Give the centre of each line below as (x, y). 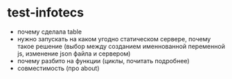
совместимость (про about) (58, 68)
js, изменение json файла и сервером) (74, 54)
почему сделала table (49, 32)
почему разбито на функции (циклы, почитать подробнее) (103, 60)
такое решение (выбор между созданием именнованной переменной (121, 46)
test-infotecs (46, 13)
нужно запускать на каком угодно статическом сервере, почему (114, 38)
